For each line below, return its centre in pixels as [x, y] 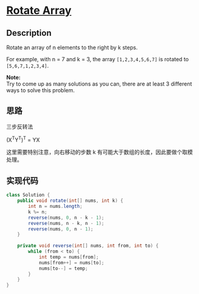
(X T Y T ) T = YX [23, 139]
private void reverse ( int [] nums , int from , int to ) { [88, 246]
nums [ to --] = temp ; [63, 268]
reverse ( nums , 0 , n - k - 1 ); [66, 218]
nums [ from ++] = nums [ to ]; [71, 262]
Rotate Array [39, 11]
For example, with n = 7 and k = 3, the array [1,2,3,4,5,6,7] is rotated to [98, 59]
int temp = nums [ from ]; [69, 257]
